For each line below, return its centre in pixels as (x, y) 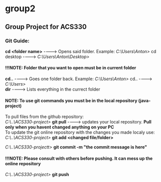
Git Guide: (17, 41)
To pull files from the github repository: (44, 117)
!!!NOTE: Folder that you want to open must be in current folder (71, 68)
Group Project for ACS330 (46, 27)
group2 (20, 9)
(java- (144, 100)
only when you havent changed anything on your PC (60, 127)
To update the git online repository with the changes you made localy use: (80, 132)
